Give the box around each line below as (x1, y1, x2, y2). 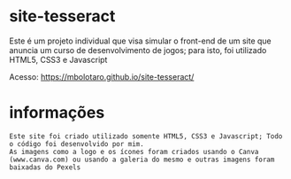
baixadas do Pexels (9, 162, 81, 172)
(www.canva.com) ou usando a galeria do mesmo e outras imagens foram (9, 155, 275, 164)
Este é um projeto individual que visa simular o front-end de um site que (9, 35, 272, 46)
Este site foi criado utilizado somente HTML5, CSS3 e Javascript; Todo (9, 131, 283, 141)
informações (9, 103, 105, 123)
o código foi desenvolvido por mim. (9, 139, 144, 148)
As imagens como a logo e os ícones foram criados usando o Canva (9, 147, 259, 156)
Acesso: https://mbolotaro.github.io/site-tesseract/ (9, 71, 195, 82)
